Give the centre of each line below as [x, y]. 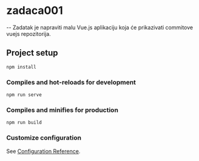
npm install [21, 67]
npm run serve [24, 95]
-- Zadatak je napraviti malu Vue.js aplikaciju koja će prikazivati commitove [99, 27]
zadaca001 [35, 11]
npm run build [24, 123]
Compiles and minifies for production [62, 110]
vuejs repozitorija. [29, 33]
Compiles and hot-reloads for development [71, 82]
